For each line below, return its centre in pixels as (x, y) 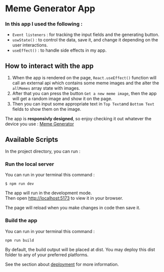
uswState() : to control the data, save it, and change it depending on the (85, 40)
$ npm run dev (20, 184)
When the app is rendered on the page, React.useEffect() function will (84, 78)
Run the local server (30, 164)
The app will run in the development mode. (49, 193)
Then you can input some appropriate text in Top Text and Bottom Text (83, 104)
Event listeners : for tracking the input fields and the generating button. (86, 34)
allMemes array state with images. (46, 88)
